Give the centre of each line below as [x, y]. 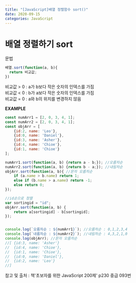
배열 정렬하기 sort [39, 44]
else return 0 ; [29, 185]
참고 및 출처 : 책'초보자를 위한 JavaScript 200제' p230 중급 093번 [68, 276]
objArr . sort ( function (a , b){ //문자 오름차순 [49, 171]
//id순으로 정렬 [19, 198]
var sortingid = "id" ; [28, 203]
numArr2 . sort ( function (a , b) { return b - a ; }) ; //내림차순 [64, 167]
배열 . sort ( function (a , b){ [31, 68]
